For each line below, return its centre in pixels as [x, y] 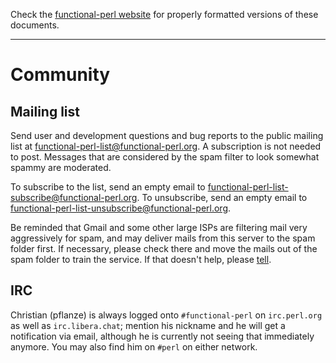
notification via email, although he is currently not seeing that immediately [162, 336]
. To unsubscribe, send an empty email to [222, 197]
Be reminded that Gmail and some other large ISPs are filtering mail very [159, 227]
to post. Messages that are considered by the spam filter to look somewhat [165, 157]
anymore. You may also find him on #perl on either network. [134, 346]
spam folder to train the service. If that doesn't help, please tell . [141, 259]
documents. [35, 25]
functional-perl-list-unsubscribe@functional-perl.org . [121, 208]
